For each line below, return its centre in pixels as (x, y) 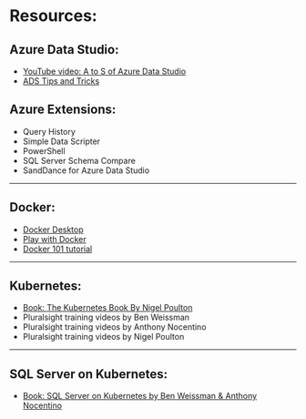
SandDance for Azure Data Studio (86, 170)
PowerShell (44, 150)
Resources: (53, 16)
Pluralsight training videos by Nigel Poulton (103, 337)
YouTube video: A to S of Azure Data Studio (104, 71)
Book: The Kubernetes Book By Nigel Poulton (107, 308)
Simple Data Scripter (61, 141)
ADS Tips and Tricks (61, 81)
